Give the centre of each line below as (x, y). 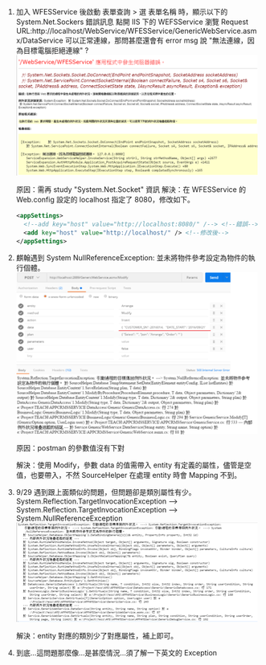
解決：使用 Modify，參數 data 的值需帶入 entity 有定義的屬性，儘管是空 (133, 465)
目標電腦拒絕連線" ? (56, 50)
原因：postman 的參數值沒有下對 (70, 448)
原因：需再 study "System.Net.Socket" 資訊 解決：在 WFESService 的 (131, 190)
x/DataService (40, 40)
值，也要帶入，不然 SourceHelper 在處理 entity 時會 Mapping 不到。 (129, 475)
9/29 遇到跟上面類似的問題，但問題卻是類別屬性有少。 (106, 492)
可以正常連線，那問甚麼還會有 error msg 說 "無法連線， (156, 40)
